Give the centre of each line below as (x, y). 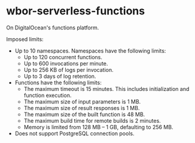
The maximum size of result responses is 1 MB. (82, 108)
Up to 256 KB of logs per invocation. (68, 69)
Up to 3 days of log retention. (60, 76)
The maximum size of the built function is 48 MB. (84, 114)
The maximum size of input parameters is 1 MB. (82, 101)
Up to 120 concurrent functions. (63, 57)
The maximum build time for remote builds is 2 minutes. (92, 120)
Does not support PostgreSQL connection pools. (74, 133)
